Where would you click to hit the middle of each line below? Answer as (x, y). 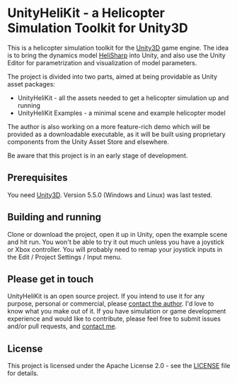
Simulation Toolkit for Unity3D (98, 28)
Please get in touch (51, 279)
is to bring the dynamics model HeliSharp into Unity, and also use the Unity (117, 55)
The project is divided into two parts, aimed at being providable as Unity (112, 77)
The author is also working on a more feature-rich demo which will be (109, 126)
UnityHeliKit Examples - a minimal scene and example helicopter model (122, 113)
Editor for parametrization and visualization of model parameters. (102, 62)
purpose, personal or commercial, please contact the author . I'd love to (111, 304)
